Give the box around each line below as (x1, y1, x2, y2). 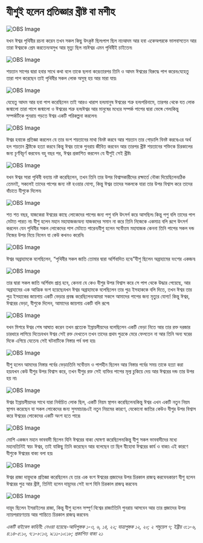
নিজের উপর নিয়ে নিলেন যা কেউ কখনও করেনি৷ (6, 231, 85, 238)
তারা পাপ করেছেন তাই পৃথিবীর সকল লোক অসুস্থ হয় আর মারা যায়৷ (6, 75, 117, 82)
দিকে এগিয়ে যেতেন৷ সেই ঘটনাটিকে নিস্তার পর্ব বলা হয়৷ (6, 337, 95, 344)
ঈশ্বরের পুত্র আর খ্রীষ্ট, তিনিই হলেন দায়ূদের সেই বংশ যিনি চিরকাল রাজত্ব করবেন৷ (6, 480, 138, 487)
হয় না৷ (6, 375, 17, 382)
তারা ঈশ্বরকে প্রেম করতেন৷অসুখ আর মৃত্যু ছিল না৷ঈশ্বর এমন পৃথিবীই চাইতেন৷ (6, 44, 132, 51)
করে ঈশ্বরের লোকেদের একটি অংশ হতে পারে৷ (6, 411, 80, 419)
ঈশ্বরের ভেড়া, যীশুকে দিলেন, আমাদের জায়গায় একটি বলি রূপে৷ (6, 299, 110, 307)
